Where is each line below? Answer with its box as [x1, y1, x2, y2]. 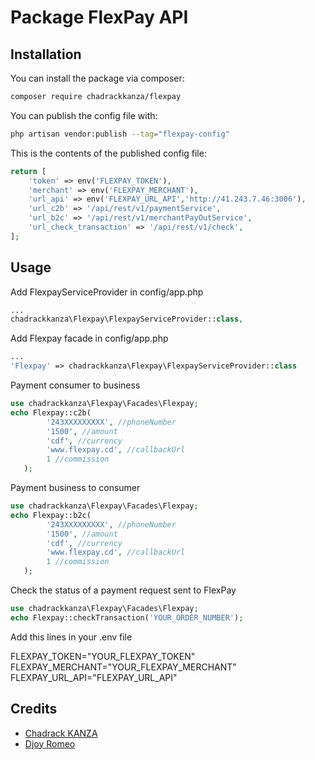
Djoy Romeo [24, 737, 76, 750]
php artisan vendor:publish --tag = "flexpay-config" [10, 129, 230, 139]
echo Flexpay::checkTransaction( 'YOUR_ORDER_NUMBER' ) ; [10, 612, 244, 623]
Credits [10, 701, 58, 718]
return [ [10, 166, 47, 176]
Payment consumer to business [10, 379, 141, 391]
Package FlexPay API [10, 6, 189, 29]
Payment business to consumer [10, 482, 141, 494]
